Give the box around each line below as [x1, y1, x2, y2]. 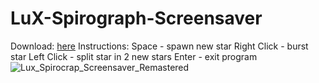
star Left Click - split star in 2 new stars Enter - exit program [10, 50, 258, 62]
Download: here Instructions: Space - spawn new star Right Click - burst [10, 40, 309, 52]
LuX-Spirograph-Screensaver [10, 7, 263, 30]
